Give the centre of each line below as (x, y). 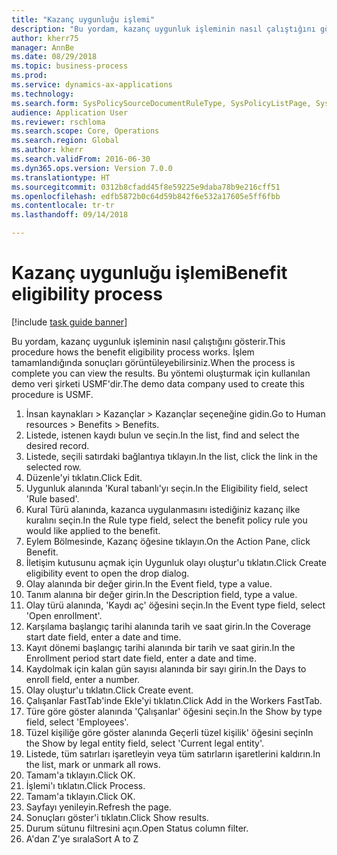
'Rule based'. (52, 498)
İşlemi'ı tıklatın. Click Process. (85, 785)
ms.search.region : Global (65, 141)
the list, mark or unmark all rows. (93, 764)
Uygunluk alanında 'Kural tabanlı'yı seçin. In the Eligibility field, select (167, 488)
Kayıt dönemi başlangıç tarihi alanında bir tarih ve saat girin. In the (160, 647)
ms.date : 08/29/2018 (54, 57)
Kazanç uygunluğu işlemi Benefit (149, 273)
